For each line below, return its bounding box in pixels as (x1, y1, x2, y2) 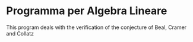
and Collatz (6, 30, 34, 37)
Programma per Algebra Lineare (6, 4, 167, 18)
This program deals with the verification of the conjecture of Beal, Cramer (6, 24, 187, 31)
